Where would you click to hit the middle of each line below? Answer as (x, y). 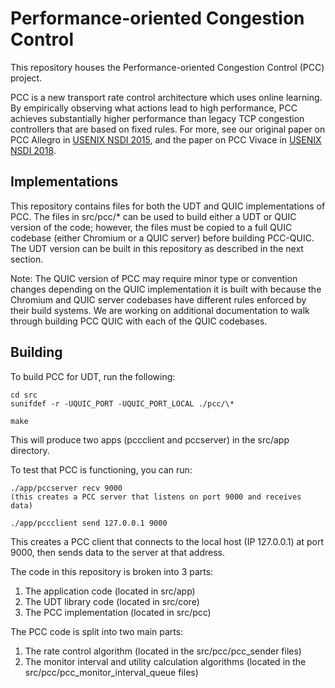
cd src (24, 395)
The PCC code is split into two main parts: (97, 631)
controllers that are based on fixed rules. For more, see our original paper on (168, 129)
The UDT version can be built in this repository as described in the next (157, 248)
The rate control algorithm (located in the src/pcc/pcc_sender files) (163, 651)
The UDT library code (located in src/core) (112, 601)
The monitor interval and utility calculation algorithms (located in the (165, 661)
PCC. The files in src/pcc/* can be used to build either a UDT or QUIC (153, 216)
